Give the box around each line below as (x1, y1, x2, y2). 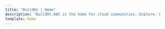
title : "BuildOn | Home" (5, 7, 56, 12)
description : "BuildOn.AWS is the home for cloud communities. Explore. (5, 12, 157, 17)
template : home (5, 16, 36, 21)
